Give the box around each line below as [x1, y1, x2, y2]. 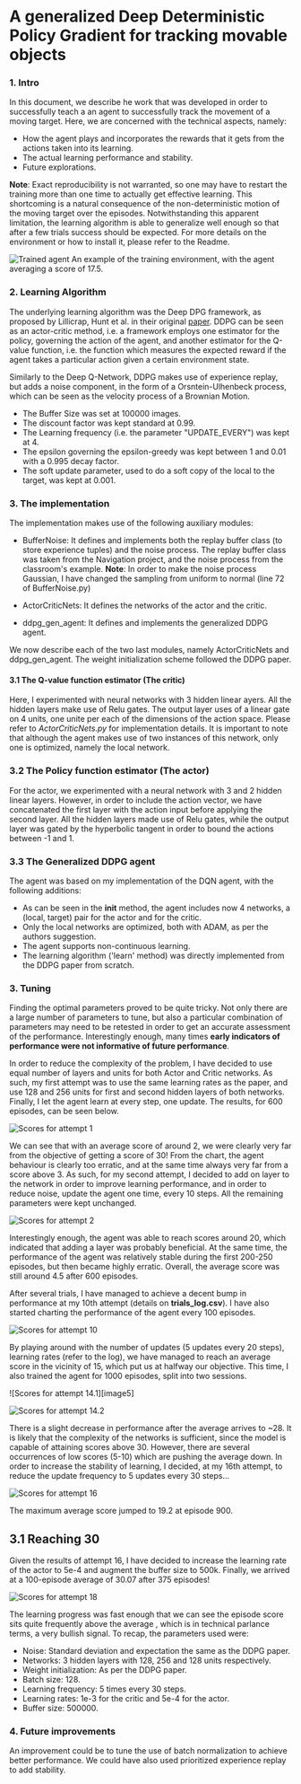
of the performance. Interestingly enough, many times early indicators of [9, 1031, 280, 1042]
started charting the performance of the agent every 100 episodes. [9, 1307, 256, 1318]
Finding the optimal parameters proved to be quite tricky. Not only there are [9, 1003, 288, 1014]
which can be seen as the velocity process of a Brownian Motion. [9, 391, 251, 401]
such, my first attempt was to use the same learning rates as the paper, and [9, 1077, 288, 1088]
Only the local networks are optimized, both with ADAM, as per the [21, 921, 269, 932]
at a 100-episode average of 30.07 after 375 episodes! [9, 1574, 211, 1585]
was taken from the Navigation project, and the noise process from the [21, 554, 284, 565]
